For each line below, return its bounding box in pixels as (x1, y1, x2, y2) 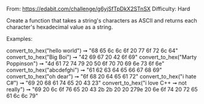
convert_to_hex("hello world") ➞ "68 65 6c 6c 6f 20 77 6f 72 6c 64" (6, 47, 178, 54)
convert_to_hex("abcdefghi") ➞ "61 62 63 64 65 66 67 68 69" (6, 66, 162, 74)
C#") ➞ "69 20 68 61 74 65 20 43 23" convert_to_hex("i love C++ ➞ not (6, 79, 187, 86)
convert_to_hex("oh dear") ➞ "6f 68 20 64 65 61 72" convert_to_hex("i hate (6, 73, 197, 80)
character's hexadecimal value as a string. (6, 24, 113, 30)
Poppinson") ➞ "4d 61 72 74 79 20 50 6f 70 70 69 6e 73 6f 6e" (6, 60, 165, 67)
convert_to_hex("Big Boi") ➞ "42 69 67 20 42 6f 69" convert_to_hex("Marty (6, 54, 197, 60)
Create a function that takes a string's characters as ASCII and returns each (6, 17, 197, 24)
